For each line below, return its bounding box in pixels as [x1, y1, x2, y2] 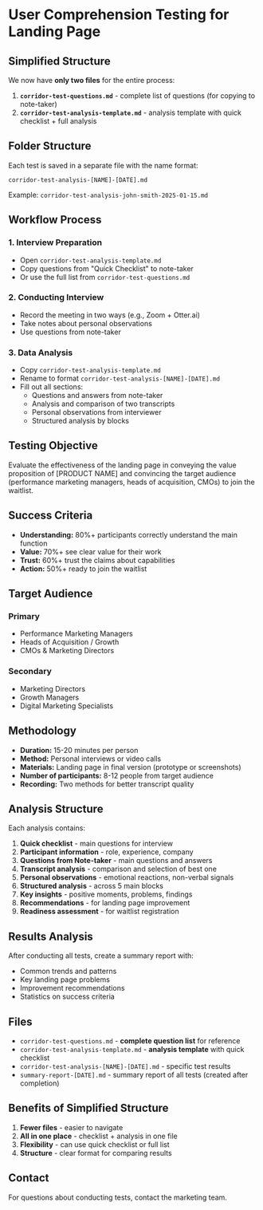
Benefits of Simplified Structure [8, 1102, 169, 1115]
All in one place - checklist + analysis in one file [19, 1131, 178, 1141]
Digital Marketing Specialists [19, 700, 114, 711]
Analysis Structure [8, 802, 104, 815]
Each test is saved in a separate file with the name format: [8, 160, 198, 170]
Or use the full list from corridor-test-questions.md [19, 272, 190, 282]
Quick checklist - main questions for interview [19, 839, 174, 849]
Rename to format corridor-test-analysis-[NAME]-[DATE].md [19, 373, 221, 384]
